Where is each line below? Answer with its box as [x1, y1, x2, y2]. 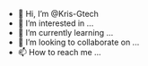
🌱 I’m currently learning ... [17, 28, 114, 37]
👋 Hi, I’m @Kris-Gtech [17, 9, 99, 19]
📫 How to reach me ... [17, 47, 101, 57]
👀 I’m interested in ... [17, 18, 94, 29]
